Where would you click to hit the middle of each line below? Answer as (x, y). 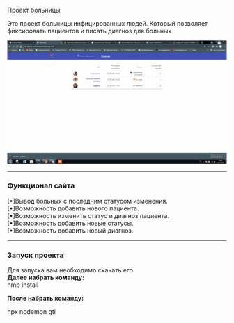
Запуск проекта (36, 255)
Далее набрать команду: (46, 278)
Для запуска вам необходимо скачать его (70, 270)
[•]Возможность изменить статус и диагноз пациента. (88, 215)
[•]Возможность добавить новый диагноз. (70, 230)
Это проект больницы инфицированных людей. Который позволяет (108, 23)
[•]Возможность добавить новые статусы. (70, 223)
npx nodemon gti (31, 312)
